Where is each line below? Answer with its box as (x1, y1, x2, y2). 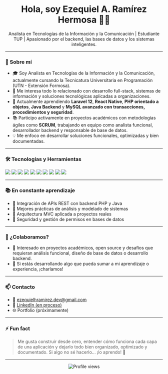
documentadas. (12, 138, 45, 144)
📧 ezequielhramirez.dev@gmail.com (12, 296, 87, 303)
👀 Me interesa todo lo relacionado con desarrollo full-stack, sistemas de (12, 88, 161, 94)
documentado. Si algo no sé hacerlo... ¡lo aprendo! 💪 (17, 349, 126, 355)
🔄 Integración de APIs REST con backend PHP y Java (12, 200, 122, 206)
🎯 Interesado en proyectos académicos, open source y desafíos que (12, 245, 153, 251)
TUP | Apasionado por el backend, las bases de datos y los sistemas (13, 36, 155, 42)
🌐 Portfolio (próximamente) (12, 307, 69, 313)
